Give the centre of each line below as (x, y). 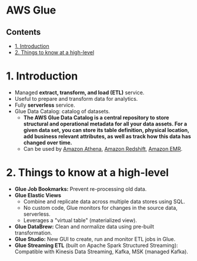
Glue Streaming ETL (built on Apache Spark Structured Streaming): (96, 245)
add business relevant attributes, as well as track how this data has (107, 136)
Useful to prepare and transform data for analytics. (76, 98)
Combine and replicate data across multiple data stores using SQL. (104, 201)
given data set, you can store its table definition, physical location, (106, 130)
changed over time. (48, 143)
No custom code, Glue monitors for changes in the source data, (100, 207)
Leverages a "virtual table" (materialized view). (80, 220)
